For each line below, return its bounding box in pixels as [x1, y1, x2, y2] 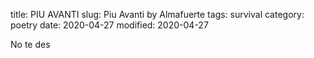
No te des [10, 39, 51, 50]
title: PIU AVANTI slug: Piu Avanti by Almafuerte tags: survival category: [10, 9, 305, 20]
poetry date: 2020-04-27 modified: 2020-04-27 [10, 19, 209, 31]
